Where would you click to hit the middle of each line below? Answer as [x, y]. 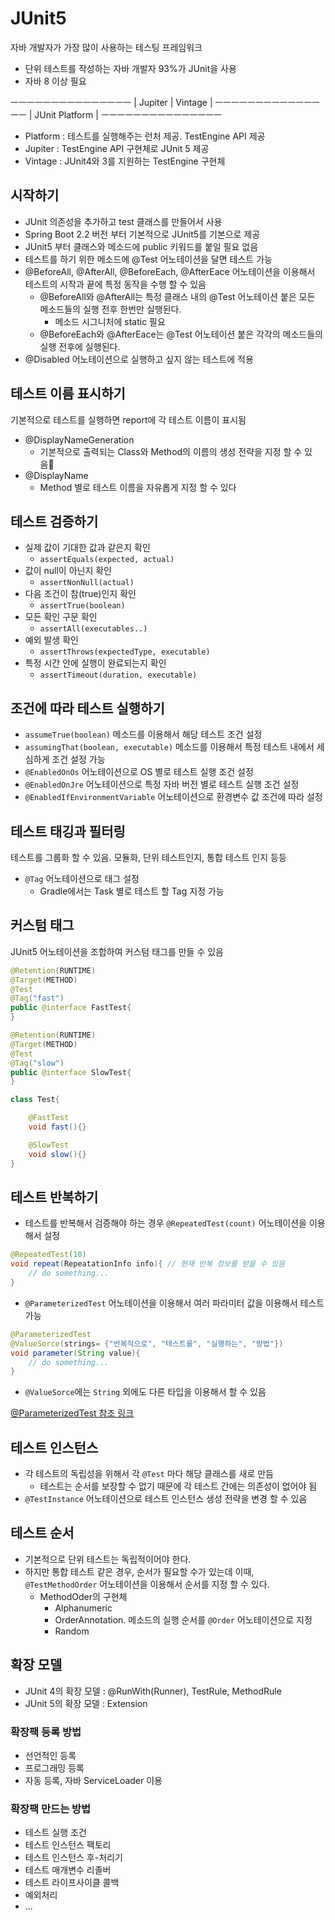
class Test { [35, 1100]
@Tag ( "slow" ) [37, 1063]
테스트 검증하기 [54, 521]
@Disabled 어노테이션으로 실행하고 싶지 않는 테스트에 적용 [139, 359]
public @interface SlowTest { [71, 1072]
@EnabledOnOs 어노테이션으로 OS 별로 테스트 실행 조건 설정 [139, 772]
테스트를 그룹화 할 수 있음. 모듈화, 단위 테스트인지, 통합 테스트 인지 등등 [148, 857]
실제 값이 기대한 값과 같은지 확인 [87, 548]
